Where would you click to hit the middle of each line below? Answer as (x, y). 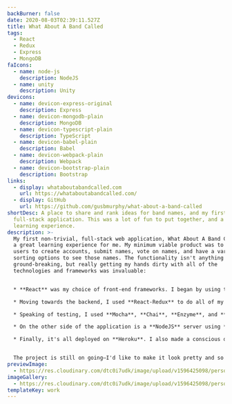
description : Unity (48, 91)
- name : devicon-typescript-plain (63, 129)
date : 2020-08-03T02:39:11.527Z (54, 20)
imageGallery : (28, 377)
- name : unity (33, 84)
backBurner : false (33, 13)
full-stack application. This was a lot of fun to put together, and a (119, 219)
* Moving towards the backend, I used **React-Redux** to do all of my (119, 302)
